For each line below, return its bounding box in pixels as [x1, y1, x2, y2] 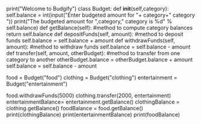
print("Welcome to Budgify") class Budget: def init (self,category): [6, 5, 169, 12]
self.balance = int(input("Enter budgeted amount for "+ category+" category [6, 11, 196, 19]
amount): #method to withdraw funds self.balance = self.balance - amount [6, 43, 191, 50]
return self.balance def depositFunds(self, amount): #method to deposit [6, 31, 184, 38]
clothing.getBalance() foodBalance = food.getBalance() [6, 105, 143, 111]
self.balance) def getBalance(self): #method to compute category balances [6, 24, 193, 31]
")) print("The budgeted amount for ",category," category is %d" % [6, 18, 173, 25]
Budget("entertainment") [6, 80, 68, 87]
